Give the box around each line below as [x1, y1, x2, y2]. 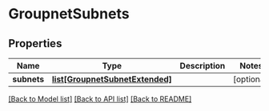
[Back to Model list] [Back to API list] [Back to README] [8, 94, 192, 104]
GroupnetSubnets [8, 5, 130, 23]
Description [179, 61, 226, 71]
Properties [8, 37, 62, 50]
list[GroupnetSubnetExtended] [51, 73, 172, 85]
